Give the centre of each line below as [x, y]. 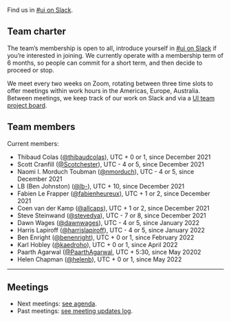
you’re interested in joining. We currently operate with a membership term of [115, 55]
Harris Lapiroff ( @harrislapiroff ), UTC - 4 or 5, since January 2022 [111, 230]
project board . [27, 105]
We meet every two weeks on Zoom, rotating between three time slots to [110, 83]
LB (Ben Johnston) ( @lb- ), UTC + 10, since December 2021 [100, 186]
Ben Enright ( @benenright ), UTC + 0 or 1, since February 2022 [106, 237]
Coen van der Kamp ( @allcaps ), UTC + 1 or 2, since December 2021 [113, 208]
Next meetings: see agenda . [57, 304]
